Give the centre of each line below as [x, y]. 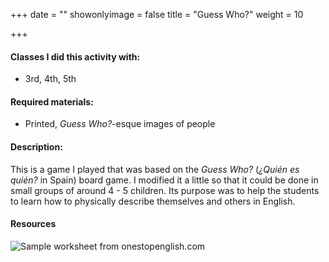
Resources [33, 224]
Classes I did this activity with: [75, 56]
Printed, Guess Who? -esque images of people [120, 124]
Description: [36, 147]
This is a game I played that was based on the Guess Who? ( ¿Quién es [155, 169]
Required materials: [52, 101]
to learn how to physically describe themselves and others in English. [153, 201]
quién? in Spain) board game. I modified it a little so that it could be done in [164, 180]
